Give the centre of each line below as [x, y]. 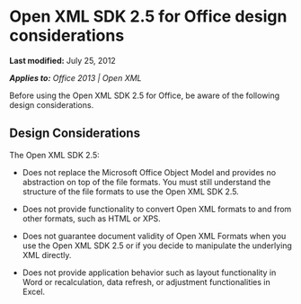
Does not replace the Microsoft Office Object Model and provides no [149, 172]
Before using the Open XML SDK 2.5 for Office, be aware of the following [145, 95]
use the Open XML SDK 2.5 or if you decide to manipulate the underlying [157, 246]
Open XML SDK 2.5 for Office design [148, 17]
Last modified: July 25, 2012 [63, 60]
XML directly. [47, 255]
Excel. [34, 291]
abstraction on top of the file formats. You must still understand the [146, 182]
